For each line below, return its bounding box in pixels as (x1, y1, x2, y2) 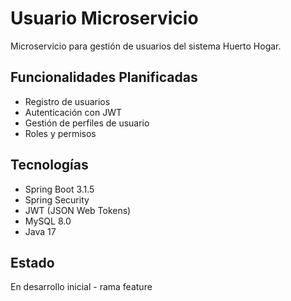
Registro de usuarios (24, 95, 111, 107)
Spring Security (24, 193, 90, 206)
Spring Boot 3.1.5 (24, 183, 95, 195)
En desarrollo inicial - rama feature (10, 281, 153, 293)
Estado (10, 254, 55, 271)
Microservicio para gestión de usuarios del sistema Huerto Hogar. (10, 40, 282, 52)
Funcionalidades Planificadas (10, 69, 198, 86)
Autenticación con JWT (24, 106, 122, 118)
